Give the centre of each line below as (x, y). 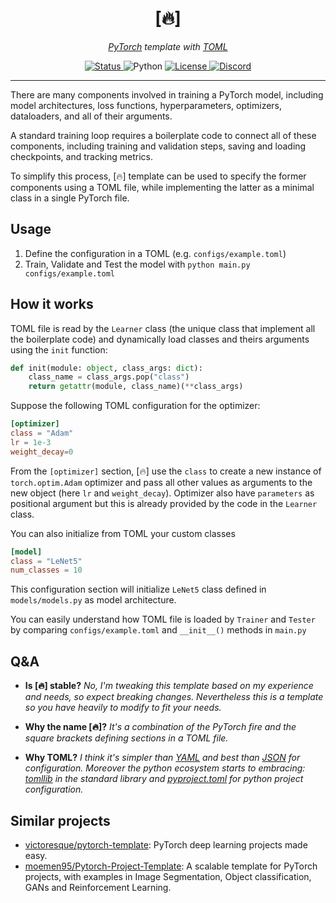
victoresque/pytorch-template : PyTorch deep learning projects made (166, 844)
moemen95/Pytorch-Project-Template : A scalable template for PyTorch (171, 866)
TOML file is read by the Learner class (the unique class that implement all (163, 328)
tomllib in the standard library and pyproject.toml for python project (164, 779)
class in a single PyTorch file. (70, 198)
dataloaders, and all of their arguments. (91, 116)
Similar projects (60, 820)
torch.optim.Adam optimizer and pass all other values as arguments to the (161, 482)
